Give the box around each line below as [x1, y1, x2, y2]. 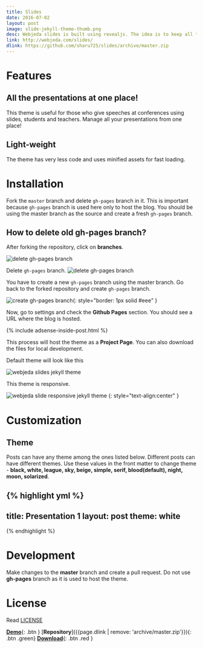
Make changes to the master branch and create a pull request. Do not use [6, 569, 191, 576]
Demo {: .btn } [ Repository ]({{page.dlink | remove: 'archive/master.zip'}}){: [6, 628, 192, 635]
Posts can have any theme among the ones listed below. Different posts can [6, 453, 195, 461]
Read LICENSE [6, 616, 43, 624]
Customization [6, 413, 82, 427]
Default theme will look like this [6, 357, 84, 364]
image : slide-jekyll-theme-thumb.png [6, 25, 101, 32]
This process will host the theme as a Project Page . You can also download [6, 339, 194, 346]
